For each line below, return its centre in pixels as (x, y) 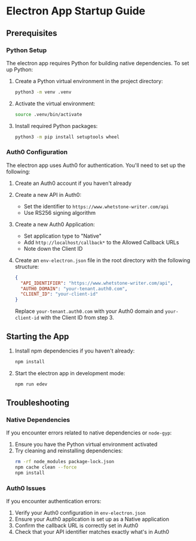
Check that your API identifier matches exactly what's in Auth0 (92, 532)
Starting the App (38, 336)
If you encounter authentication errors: (54, 502)
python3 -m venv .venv (43, 92)
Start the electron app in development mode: (70, 373)
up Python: (20, 69)
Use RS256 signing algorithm (59, 212)
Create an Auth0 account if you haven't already (73, 183)
